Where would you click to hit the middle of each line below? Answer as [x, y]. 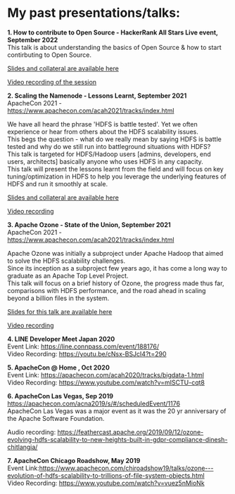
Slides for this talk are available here [60, 311]
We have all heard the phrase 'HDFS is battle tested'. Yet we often [103, 124]
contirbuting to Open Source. [50, 55]
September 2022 [33, 39]
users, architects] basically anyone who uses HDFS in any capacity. [106, 161]
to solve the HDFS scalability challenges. [66, 261]
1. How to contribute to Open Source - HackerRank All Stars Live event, [113, 32]
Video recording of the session [52, 82]
